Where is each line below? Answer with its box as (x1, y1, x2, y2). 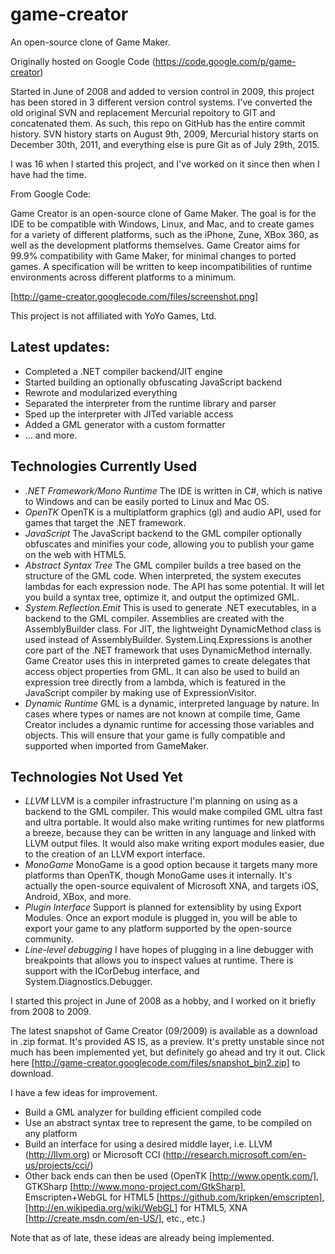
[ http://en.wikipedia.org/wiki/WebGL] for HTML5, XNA (24, 1202, 248, 1214)
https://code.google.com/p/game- (154, 55, 297, 67)
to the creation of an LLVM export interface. (24, 848, 206, 860)
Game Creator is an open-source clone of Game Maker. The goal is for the (10, 207, 317, 219)
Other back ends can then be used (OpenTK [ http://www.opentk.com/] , (24, 1170, 320, 1182)
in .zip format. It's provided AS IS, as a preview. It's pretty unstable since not (10, 1036, 325, 1048)
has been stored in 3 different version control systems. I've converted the (10, 96, 313, 108)
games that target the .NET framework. (24, 516, 187, 528)
